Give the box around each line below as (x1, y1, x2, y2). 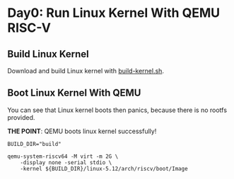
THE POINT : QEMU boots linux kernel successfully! (7, 127, 157, 135)
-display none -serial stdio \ (20, 159, 112, 166)
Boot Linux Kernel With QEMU (7, 87, 141, 99)
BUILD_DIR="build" (7, 140, 62, 147)
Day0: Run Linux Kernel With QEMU (7, 5, 221, 21)
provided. (7, 113, 35, 121)
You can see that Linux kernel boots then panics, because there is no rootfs (7, 106, 228, 114)
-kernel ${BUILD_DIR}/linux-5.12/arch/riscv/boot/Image (20, 165, 189, 172)
